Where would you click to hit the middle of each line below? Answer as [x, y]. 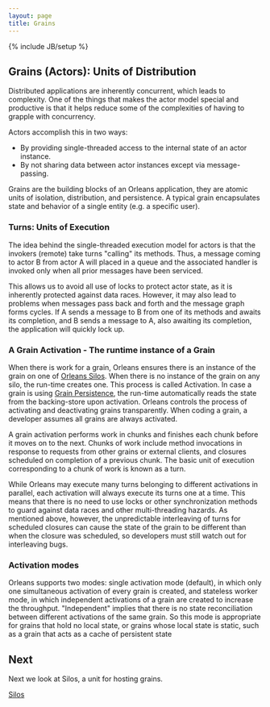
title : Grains [32, 23]
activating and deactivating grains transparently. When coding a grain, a [128, 410]
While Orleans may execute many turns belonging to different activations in [133, 484]
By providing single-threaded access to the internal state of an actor [133, 148]
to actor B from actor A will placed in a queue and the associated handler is [133, 262]
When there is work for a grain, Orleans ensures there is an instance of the [132, 367]
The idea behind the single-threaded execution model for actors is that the [132, 245]
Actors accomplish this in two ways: [68, 132]
